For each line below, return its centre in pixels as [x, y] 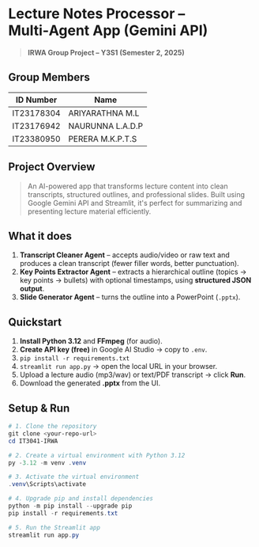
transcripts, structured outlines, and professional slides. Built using [136, 194]
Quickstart [35, 322]
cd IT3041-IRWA [33, 441]
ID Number [36, 100]
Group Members [49, 77]
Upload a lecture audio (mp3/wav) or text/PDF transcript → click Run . [133, 375]
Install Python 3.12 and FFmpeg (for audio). [91, 341]
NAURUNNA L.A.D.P [106, 126]
